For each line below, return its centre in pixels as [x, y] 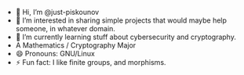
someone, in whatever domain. [66, 29]
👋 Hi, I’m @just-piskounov [57, 12]
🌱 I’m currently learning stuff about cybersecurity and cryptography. [126, 37]
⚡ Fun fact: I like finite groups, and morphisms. [91, 62]
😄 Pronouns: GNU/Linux [55, 54]
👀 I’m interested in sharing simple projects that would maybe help [121, 20]
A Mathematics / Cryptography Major [76, 45]
